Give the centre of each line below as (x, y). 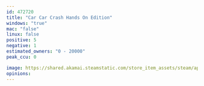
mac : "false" (23, 29)
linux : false (23, 35)
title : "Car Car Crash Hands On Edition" (59, 18)
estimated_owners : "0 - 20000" (46, 51)
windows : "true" (27, 23)
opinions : (19, 73)
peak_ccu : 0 (21, 57)
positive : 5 (21, 40)
